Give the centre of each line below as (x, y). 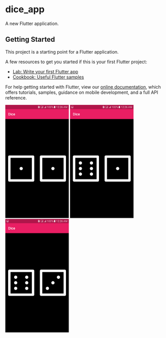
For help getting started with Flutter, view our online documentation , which (83, 87)
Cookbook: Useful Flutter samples (48, 77)
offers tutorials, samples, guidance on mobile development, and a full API (82, 92)
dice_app (25, 9)
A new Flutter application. (32, 23)
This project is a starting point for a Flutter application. (62, 51)
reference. (16, 97)
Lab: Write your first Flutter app (45, 71)
